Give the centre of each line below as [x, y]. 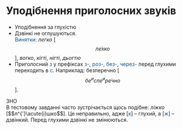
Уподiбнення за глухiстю [45, 27]
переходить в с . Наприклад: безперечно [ [67, 70]
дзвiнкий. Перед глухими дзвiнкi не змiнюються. [67, 120]
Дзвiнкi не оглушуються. [46, 33]
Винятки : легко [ [35, 39]
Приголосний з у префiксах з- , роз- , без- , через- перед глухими [95, 64]
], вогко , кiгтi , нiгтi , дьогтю [48, 57]
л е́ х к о [103, 49]
